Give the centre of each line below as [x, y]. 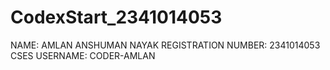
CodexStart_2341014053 [116, 17]
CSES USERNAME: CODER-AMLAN [83, 55]
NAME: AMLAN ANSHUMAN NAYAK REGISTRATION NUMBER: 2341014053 [165, 45]
